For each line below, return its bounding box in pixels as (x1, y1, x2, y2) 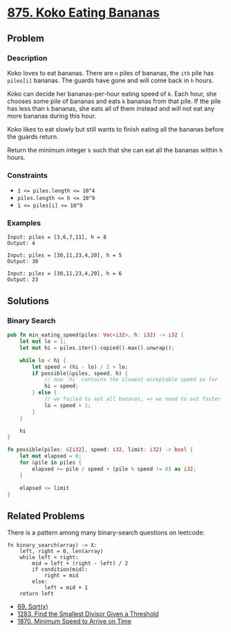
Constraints (7, 170, 48, 180)
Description (7, 53, 48, 63)
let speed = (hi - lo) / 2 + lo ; (32, 363, 129, 370)
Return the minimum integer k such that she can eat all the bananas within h (7, 145, 223, 154)
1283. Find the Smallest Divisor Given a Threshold (17, 610, 159, 618)
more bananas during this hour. (7, 111, 97, 120)
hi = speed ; (44, 383, 79, 390)
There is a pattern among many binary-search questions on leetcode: (7, 528, 205, 537)
